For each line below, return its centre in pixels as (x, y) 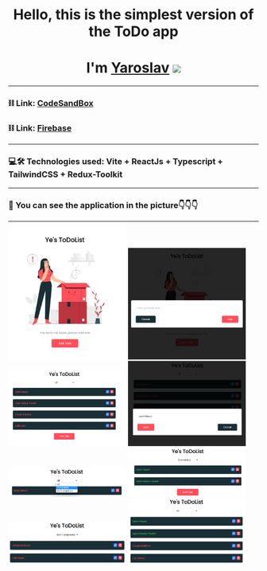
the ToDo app (133, 31)
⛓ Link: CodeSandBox (51, 104)
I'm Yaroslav (128, 68)
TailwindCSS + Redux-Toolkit (66, 174)
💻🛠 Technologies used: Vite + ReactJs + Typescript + (116, 162)
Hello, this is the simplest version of (133, 15)
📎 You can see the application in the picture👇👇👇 (103, 205)
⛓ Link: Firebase (40, 127)
